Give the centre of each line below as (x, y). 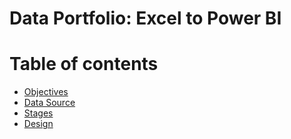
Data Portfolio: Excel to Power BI (145, 18)
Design (38, 124)
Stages (38, 113)
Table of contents (84, 64)
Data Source (49, 103)
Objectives (46, 92)
